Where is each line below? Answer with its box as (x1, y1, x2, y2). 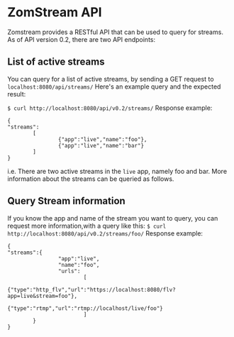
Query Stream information (7, 195, 126, 207)
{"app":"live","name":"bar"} (57, 142, 144, 149)
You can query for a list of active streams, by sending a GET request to (7, 74, 214, 83)
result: (7, 89, 26, 98)
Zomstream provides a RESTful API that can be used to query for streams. (7, 28, 223, 36)
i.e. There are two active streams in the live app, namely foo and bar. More (7, 167, 228, 175)
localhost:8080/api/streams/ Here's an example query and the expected (7, 82, 221, 91)
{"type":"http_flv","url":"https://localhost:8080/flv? (7, 286, 176, 293)
